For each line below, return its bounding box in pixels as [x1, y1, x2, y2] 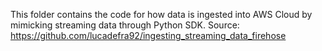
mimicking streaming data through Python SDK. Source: [10, 19, 240, 31]
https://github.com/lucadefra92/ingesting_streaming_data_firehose [10, 30, 287, 41]
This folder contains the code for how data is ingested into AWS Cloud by [10, 9, 313, 20]
